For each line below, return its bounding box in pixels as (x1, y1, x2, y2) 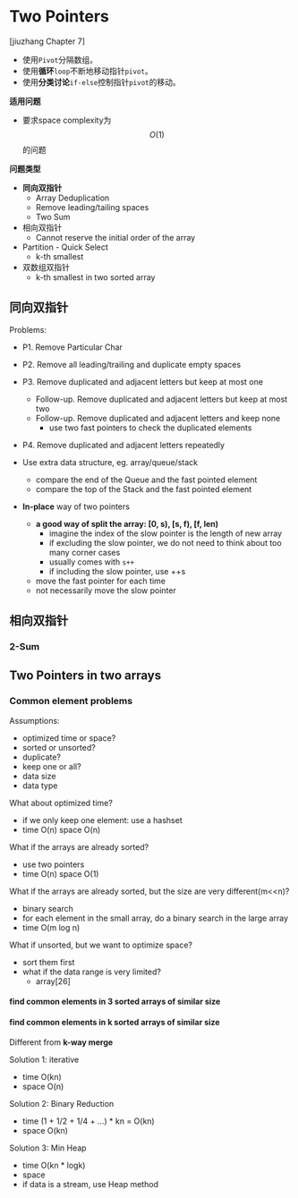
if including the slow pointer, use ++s (48, 565, 186, 576)
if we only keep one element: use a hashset (21, 814, 183, 825)
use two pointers (21, 859, 85, 870)
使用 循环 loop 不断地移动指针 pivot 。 (21, 65, 154, 76)
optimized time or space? (21, 732, 116, 743)
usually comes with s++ (48, 557, 135, 567)
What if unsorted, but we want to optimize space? (9, 939, 192, 950)
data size (21, 770, 56, 781)
